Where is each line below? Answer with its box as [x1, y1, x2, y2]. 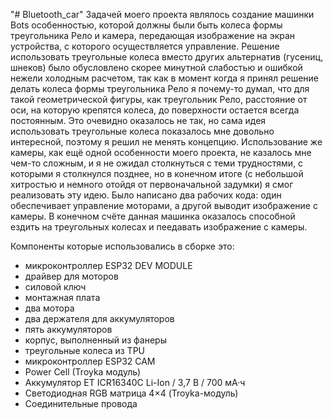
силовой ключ [24, 281, 87, 293]
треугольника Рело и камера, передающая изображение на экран [10, 30, 296, 41]
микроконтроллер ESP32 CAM [24, 355, 156, 367]
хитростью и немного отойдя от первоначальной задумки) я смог [10, 179, 294, 190]
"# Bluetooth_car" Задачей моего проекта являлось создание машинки [10, 9, 315, 20]
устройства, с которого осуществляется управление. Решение [10, 40, 280, 52]
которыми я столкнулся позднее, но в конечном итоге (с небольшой [10, 168, 304, 179]
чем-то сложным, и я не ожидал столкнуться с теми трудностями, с [10, 157, 304, 169]
